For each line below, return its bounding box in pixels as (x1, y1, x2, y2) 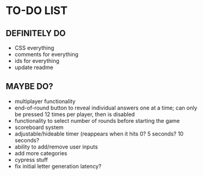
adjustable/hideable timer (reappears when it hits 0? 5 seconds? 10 (14, 130, 184, 137)
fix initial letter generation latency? (14, 163, 102, 170)
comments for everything (14, 51, 79, 58)
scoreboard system (14, 123, 64, 131)
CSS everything (14, 44, 54, 51)
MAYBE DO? (6, 81, 53, 92)
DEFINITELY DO (6, 28, 66, 38)
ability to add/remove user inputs (14, 143, 98, 150)
